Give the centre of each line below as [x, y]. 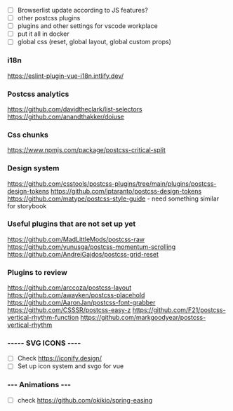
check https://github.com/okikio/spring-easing [85, 400]
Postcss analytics [38, 94]
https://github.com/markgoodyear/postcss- [143, 318]
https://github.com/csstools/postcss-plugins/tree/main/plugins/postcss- [112, 183]
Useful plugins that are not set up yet [72, 224]
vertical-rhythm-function [43, 318]
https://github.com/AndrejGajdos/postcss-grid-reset [83, 254]
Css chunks [28, 135]
